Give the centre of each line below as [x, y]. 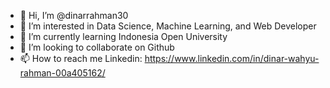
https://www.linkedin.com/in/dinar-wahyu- [232, 58]
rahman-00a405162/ [62, 73]
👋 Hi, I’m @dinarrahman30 [74, 15]
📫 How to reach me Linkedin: [81, 58]
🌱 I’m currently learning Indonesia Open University [123, 36]
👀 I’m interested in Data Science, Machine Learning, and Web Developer [168, 26]
